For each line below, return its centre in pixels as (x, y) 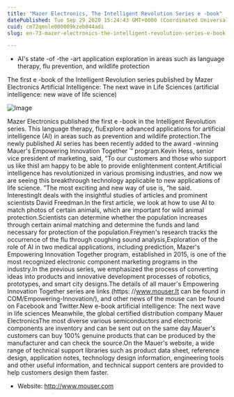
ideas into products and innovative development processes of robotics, (109, 277)
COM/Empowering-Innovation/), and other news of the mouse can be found (116, 299)
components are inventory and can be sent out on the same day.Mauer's (111, 328)
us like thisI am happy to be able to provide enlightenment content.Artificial (115, 166)
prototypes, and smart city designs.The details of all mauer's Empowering (113, 284)
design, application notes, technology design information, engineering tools (116, 358)
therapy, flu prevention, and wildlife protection (83, 66)
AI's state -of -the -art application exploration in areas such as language (121, 59)
